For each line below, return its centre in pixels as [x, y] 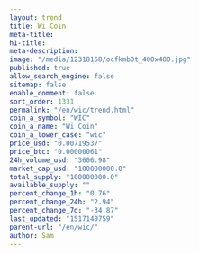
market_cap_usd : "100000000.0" [68, 168]
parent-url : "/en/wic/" [54, 227]
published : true [40, 68]
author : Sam [32, 235]
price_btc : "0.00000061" [56, 151]
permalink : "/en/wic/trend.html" [72, 110]
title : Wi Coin [38, 26]
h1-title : [28, 43]
